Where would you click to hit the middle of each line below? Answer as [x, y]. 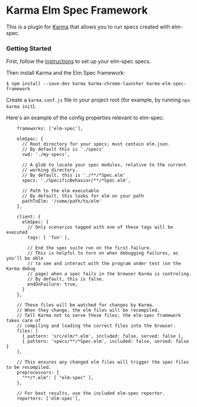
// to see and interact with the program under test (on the [104, 264]
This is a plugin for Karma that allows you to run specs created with [88, 27]
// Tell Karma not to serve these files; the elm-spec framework [99, 316]
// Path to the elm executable [60, 191]
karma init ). [21, 106]
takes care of [24, 321]
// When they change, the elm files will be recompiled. [88, 310]
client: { [29, 217]
